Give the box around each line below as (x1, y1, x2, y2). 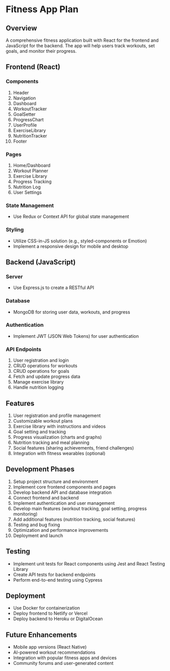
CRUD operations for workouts (13, 363, 78, 369)
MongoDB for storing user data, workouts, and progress (13, 309, 130, 315)
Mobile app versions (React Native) (13, 644, 87, 650)
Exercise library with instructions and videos (13, 423, 106, 429)
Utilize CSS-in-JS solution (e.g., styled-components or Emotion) (13, 238, 147, 244)
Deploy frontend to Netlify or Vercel (13, 611, 88, 617)
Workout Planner (13, 168, 49, 174)
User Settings (13, 189, 42, 195)
